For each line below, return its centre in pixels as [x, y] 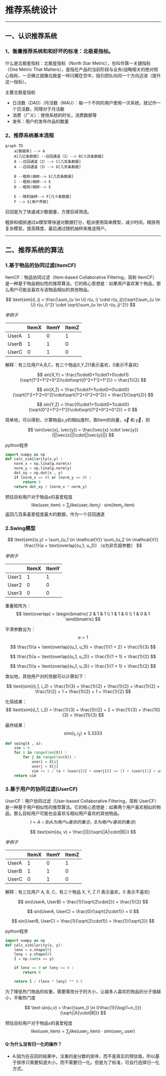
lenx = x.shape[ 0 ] [33, 950]
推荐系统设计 [31, 10]
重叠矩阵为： [18, 606]
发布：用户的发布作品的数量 [41, 121]
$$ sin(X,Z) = [50, 390]
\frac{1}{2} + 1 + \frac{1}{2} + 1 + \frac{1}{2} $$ [83, 691]
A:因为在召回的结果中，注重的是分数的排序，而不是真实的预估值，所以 [84, 1056]
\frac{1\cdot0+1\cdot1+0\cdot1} [97, 375]
